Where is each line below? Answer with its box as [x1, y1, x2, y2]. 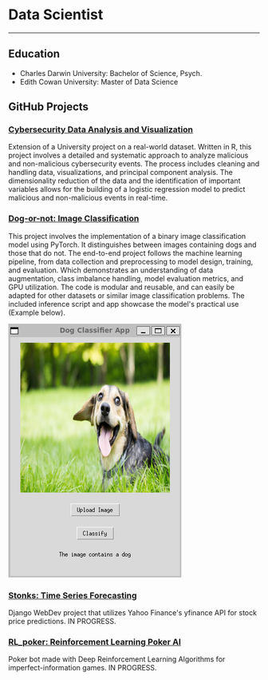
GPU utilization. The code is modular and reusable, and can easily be [8, 282, 235, 292]
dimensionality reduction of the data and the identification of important [8, 176, 241, 185]
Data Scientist [8, 6, 104, 24]
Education [8, 47, 61, 61]
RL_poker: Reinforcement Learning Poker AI [8, 636, 182, 647]
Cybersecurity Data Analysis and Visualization [8, 124, 194, 135]
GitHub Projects [8, 100, 89, 113]
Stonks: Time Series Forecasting [8, 590, 137, 601]
